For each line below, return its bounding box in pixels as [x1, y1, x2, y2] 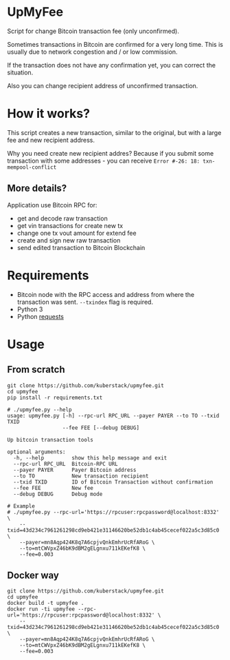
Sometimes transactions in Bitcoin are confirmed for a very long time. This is [7, 40, 223, 48]
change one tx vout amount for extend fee [16, 229, 137, 237]
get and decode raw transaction [16, 214, 108, 223]
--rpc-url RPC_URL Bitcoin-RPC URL [13, 460, 118, 467]
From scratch [7, 364, 65, 375]
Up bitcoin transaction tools [7, 436, 94, 443]
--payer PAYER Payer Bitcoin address [13, 466, 137, 473]
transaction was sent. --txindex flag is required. [16, 298, 153, 306]
